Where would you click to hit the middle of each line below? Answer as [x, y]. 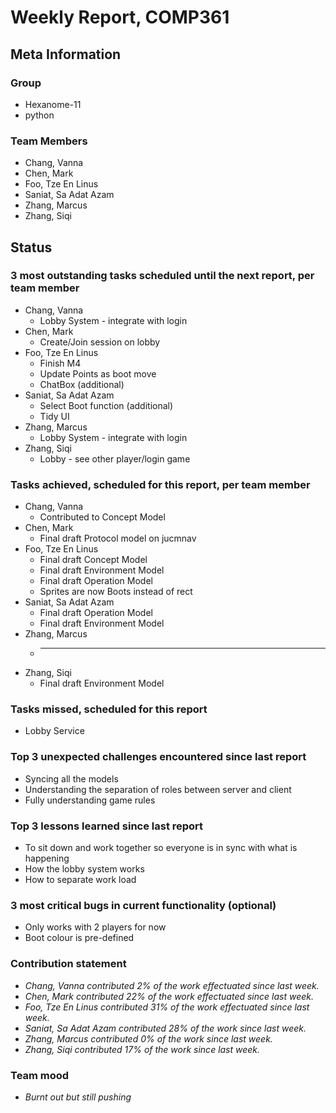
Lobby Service [54, 731]
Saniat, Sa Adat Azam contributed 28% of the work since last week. [165, 1028]
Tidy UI [54, 416]
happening [47, 858]
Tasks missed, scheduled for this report [109, 709]
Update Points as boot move [98, 373]
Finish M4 [60, 363]
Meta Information [66, 54]
